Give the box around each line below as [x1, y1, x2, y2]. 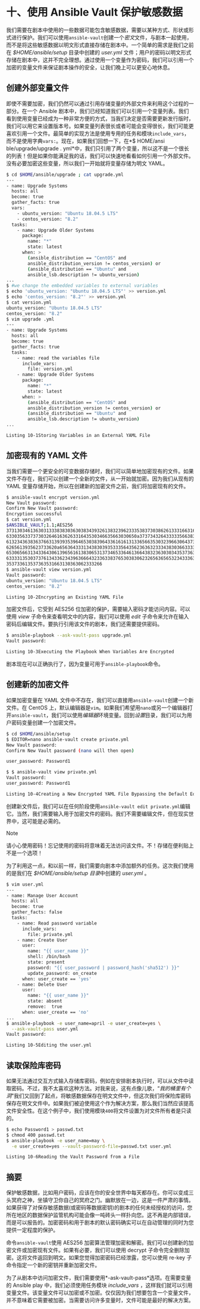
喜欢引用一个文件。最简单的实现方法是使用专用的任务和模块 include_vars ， [6, 130, 189, 137]
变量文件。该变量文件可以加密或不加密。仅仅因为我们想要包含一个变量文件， [6, 1289, 194, 1296]
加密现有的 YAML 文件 [6, 451, 87, 461]
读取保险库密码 [6, 1060, 61, 1071]
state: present [27, 959, 65, 965]
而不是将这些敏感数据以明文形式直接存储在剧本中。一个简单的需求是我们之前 [6, 41, 194, 48]
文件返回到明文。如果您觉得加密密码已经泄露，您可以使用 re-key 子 [26, 1254, 192, 1261]
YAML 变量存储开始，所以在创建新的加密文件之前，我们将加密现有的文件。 [6, 482, 189, 490]
